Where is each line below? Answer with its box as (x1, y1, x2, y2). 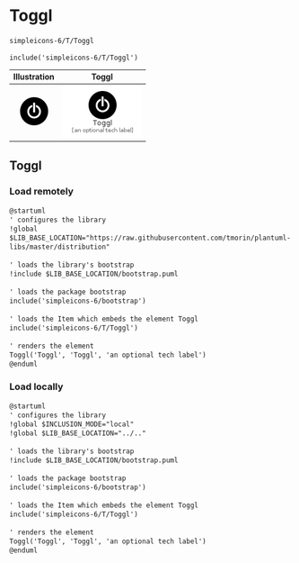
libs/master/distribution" (9, 242, 110, 251)
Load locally (9, 380, 64, 393)
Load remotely (9, 185, 75, 197)
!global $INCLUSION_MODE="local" (9, 420, 135, 429)
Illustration (13, 71, 56, 82)
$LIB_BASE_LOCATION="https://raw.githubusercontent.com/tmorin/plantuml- (9, 233, 292, 242)
